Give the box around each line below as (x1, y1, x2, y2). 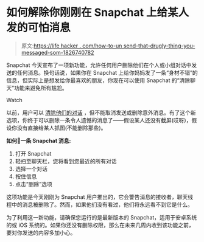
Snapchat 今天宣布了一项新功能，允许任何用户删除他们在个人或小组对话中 (6, 61, 192, 69)
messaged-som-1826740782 (21, 49, 94, 56)
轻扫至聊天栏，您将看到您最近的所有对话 (15, 157, 117, 165)
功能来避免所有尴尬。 (14, 84, 68, 91)
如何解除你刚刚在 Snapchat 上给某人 (6, 5, 189, 19)
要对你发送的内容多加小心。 (6, 229, 76, 236)
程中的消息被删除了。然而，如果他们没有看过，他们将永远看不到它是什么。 (6, 201, 193, 208)
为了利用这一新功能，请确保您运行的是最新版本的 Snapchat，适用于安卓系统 (6, 213, 197, 221)
